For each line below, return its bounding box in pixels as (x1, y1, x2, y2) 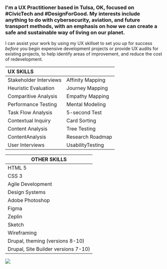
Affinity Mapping (66, 76, 106, 83)
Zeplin (7, 213, 22, 220)
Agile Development (7, 180, 52, 187)
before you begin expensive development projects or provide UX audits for (5, 45, 159, 51)
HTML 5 (7, 164, 27, 171)
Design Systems (7, 189, 46, 196)
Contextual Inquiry (7, 117, 51, 124)
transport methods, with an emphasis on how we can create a (5, 22, 158, 29)
